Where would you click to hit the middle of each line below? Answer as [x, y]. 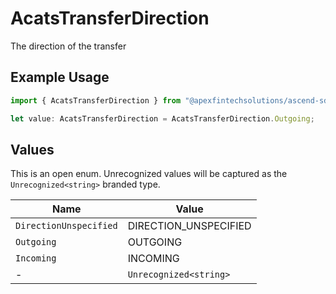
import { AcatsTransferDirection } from [96, 100]
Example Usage [60, 77]
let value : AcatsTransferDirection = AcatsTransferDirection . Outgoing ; [162, 118]
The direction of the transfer [68, 46]
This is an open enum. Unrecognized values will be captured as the [149, 174]
